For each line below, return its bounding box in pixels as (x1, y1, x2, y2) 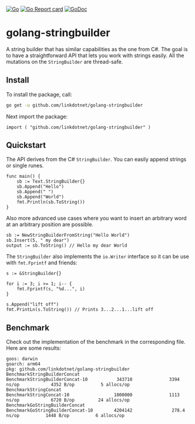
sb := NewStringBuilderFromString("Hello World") (6, 233, 130, 238)
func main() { (6, 174, 41, 180)
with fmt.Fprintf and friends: (6, 259, 78, 266)
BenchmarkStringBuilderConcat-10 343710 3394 (6, 377, 180, 383)
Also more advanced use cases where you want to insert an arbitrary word (6, 215, 187, 222)
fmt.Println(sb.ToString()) (16, 199, 85, 206)
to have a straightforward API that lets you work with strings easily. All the (6, 52, 184, 59)
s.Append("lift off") (6, 302, 59, 307)
